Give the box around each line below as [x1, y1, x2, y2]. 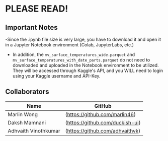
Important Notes [5, 23, 58, 32]
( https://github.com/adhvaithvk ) [65, 127, 141, 134]
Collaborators [5, 88, 49, 96]
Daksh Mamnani [8, 119, 46, 126]
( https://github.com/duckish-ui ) [65, 119, 141, 126]
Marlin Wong [8, 111, 38, 118]
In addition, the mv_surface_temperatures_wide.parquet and [12, 51, 135, 57]
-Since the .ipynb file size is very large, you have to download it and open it [5, 36, 161, 42]
